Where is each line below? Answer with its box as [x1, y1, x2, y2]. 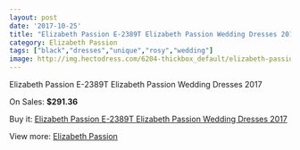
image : [9, 54, 34, 63]
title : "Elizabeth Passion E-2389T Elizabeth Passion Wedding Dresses [9, 29, 278, 38]
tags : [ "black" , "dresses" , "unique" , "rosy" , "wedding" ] [9, 46, 214, 55]
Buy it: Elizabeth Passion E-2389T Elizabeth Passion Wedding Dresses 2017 [9, 113, 287, 124]
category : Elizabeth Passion [9, 37, 118, 47]
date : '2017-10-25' [9, 21, 82, 30]
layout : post [9, 12, 58, 22]
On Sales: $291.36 [9, 96, 79, 107]
